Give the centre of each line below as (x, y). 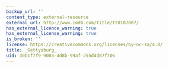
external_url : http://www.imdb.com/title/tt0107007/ (73, 22)
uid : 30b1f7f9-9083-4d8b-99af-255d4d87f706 (61, 56)
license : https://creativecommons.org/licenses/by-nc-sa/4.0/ (84, 45)
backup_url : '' (25, 12)
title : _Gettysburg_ (32, 50)
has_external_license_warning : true (51, 34)
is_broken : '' (24, 39)
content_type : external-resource (47, 17)
